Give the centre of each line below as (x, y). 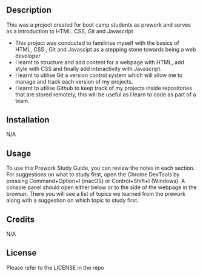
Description (29, 10)
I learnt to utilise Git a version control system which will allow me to (99, 75)
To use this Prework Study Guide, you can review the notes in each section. (101, 168)
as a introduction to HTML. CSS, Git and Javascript (70, 31)
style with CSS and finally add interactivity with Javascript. (88, 68)
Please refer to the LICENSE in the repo (55, 267)
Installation (28, 120)
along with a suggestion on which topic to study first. (72, 200)
